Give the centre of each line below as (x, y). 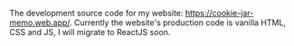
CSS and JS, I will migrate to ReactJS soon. (90, 32)
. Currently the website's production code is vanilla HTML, (178, 23)
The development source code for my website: (96, 13)
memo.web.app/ (40, 23)
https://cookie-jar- (219, 13)
